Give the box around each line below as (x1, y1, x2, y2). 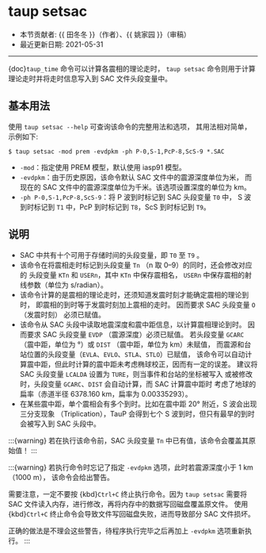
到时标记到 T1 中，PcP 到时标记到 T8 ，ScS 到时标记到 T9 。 (19, 202, 211, 212)
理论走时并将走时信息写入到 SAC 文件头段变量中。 (8, 74, 173, 83)
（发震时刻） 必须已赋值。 (19, 309, 105, 319)
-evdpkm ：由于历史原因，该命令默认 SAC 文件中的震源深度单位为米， (19, 172, 244, 182)
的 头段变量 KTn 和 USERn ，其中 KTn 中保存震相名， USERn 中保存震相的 (19, 270, 245, 279)
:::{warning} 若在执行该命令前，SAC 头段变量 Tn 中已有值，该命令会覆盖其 (8, 436, 249, 445)
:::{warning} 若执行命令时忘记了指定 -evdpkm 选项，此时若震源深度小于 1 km (8, 463, 253, 472)
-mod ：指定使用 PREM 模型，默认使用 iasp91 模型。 (19, 162, 186, 172)
